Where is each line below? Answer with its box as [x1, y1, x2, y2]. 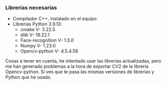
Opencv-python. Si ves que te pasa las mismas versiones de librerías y [5, 69, 154, 75]
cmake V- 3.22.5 [20, 26, 56, 33]
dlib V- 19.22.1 [20, 32, 50, 38]
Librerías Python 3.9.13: [12, 21, 62, 27]
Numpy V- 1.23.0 [20, 43, 56, 49]
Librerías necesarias [5, 4, 57, 11]
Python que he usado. [5, 74, 52, 80]
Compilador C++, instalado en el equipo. [12, 16, 98, 22]
